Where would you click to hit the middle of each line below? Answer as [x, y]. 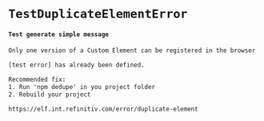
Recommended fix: [37, 80]
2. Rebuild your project [50, 95]
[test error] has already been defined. [77, 65]
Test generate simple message [59, 34]
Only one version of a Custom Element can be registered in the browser [132, 50]
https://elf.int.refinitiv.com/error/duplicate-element [103, 109]
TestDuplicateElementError [98, 14]
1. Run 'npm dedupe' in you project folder [82, 87]
